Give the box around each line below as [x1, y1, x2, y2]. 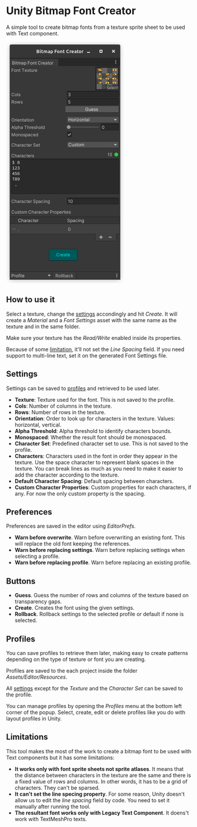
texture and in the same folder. [6, 323, 81, 330]
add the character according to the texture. [14, 471, 119, 478]
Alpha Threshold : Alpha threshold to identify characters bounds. [14, 427, 172, 434]
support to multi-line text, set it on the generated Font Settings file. [6, 352, 168, 359]
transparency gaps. [14, 598, 62, 605]
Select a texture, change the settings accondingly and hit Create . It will [6, 310, 178, 317]
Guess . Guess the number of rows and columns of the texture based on [14, 592, 189, 599]
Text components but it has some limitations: [6, 754, 115, 761]
